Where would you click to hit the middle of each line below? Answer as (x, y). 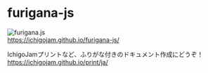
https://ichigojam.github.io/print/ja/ (58, 62)
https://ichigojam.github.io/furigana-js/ (63, 39)
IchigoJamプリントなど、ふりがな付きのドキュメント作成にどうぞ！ (105, 54)
